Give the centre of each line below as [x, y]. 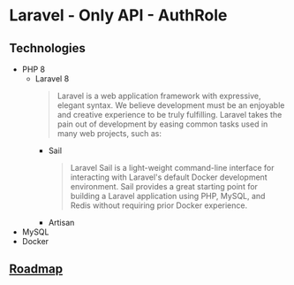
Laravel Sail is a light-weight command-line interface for [172, 168]
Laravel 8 [52, 79]
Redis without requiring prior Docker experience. [159, 205]
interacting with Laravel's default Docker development [169, 177]
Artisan [61, 223]
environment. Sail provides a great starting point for [164, 186]
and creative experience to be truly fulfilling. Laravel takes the [170, 115]
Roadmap [36, 270]
